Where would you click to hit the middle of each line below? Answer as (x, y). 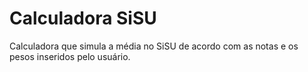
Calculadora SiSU (83, 18)
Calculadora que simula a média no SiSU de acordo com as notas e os (154, 46)
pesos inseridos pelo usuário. (70, 56)
